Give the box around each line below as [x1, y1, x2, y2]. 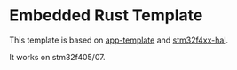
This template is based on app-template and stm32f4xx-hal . [9, 35, 229, 45]
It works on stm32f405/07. [9, 51, 106, 62]
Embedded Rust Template [9, 5, 203, 26]
